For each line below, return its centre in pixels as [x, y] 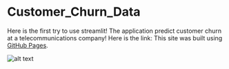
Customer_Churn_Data [74, 12]
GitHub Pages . [28, 45]
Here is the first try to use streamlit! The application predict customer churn [114, 31]
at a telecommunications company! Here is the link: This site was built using [115, 38]
